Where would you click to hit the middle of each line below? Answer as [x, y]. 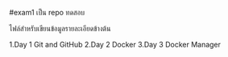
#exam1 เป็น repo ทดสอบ [47, 12]
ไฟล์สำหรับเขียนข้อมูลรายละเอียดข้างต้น [60, 28]
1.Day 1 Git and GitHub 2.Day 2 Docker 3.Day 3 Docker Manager [115, 45]
